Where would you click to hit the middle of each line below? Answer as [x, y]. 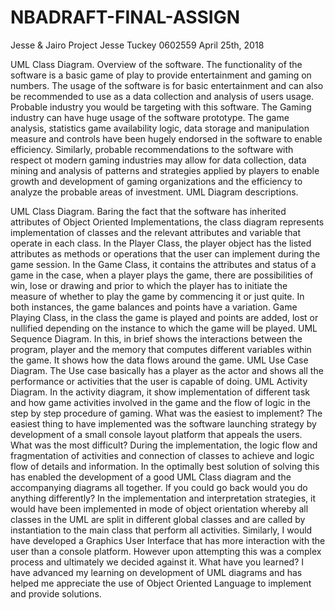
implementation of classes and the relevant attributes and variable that [156, 232]
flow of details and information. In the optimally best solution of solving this [165, 466]
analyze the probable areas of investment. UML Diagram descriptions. [154, 192]
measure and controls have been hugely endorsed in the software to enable [166, 138]
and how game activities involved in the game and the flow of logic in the [160, 402]
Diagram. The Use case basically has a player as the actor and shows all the [167, 370]
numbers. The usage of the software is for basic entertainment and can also [167, 85]
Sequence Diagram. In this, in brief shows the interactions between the [156, 338]
